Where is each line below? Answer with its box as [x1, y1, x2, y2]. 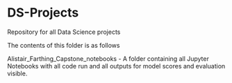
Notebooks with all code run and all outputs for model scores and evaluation [7, 62, 226, 70]
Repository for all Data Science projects [7, 28, 121, 36]
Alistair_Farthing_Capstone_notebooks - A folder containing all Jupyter [7, 54, 210, 63]
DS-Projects [7, 5, 79, 21]
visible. [7, 69, 28, 77]
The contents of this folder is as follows [7, 41, 120, 49]
